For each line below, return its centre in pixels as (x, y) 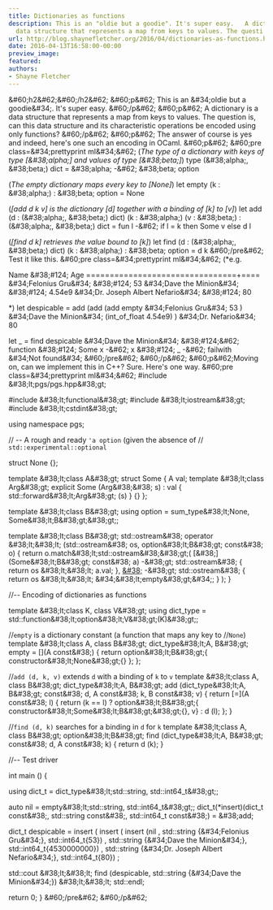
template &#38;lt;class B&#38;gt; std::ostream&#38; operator (111, 535)
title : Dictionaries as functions (67, 16)
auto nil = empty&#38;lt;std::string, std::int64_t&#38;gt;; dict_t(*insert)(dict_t (136, 807)
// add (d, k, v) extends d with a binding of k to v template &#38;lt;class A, (134, 676)
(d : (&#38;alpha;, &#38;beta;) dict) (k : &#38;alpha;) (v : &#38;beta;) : (125, 217)
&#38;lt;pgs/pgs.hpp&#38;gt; (58, 383)
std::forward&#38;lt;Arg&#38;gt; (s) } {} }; (78, 496)
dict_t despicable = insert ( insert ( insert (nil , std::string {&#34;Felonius (129, 831)
